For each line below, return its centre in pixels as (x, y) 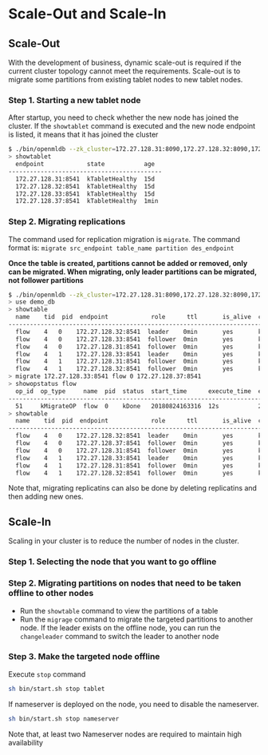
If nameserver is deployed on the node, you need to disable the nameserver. (134, 704)
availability (26, 742)
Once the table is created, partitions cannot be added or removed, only (128, 263)
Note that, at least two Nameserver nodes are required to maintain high (125, 734)
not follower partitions (46, 280)
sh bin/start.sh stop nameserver (64, 719)
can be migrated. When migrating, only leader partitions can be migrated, (132, 272)
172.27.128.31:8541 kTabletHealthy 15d (85, 179)
